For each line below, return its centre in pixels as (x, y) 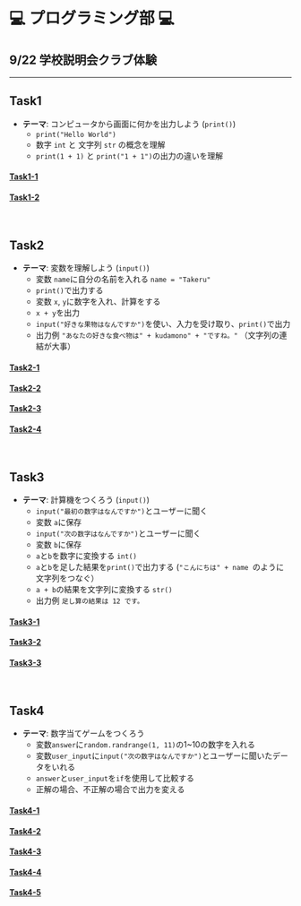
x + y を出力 (58, 313)
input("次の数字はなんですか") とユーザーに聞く (118, 533)
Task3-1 (25, 621)
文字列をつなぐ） (67, 578)
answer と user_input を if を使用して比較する (115, 778)
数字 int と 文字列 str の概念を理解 (100, 144)
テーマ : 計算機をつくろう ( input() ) (86, 500)
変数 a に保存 (59, 522)
